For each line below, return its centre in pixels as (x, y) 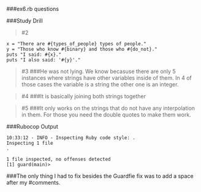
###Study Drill (25, 21)
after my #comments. (33, 182)
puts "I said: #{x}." (34, 55)
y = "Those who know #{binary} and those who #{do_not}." (82, 49)
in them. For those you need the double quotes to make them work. (106, 115)
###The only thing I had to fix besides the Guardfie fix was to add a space (100, 176)
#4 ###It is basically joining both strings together (83, 96)
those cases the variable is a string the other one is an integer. (100, 84)
